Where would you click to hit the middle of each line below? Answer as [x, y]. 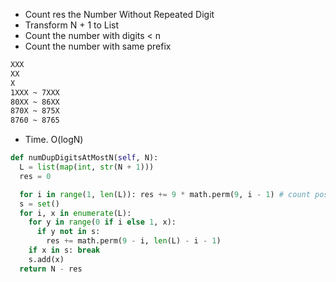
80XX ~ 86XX [35, 102]
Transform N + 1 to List [72, 25]
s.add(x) [46, 259]
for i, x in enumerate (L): [75, 213]
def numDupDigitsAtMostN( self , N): [84, 158]
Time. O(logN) [54, 140]
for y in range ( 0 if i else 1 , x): [102, 222]
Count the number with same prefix [98, 46]
